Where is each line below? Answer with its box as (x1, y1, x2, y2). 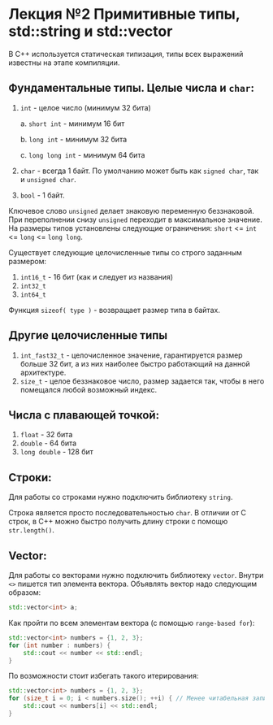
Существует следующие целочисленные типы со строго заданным (8, 247, 242, 257)
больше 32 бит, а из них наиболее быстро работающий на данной (19, 358, 250, 368)
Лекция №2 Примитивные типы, (8, 5, 240, 24)
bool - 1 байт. (19, 190, 65, 200)
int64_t (19, 290, 46, 299)
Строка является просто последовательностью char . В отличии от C (8, 508, 246, 518)
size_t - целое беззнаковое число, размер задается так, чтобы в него (19, 376, 265, 386)
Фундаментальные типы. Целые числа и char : (8, 81, 254, 95)
